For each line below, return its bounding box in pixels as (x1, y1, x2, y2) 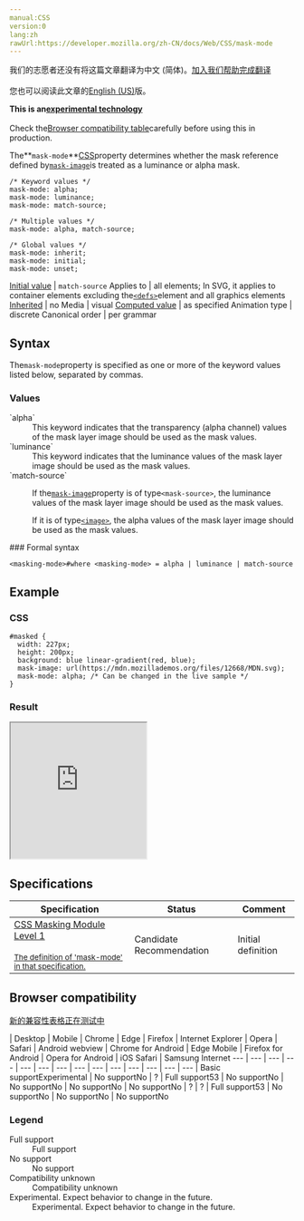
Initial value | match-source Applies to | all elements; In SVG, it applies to (9, 280, 276, 291)
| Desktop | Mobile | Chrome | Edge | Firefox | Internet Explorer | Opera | (9, 1032, 278, 1043)
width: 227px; (17, 640, 71, 649)
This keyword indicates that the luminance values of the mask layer (32, 451, 283, 462)
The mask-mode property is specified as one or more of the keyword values (9, 360, 281, 371)
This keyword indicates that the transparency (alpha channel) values (32, 422, 288, 433)
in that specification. (14, 962, 86, 972)
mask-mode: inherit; (9, 248, 88, 258)
